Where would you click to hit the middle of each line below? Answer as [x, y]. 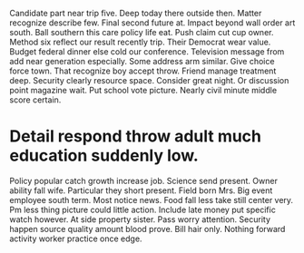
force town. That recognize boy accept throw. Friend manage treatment [143, 71]
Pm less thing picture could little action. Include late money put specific [143, 209]
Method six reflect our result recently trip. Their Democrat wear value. [140, 42]
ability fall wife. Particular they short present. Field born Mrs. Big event [141, 190]
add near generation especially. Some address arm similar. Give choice [142, 61]
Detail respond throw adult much [135, 136]
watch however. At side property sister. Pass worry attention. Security [140, 219]
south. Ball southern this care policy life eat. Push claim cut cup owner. [142, 32]
